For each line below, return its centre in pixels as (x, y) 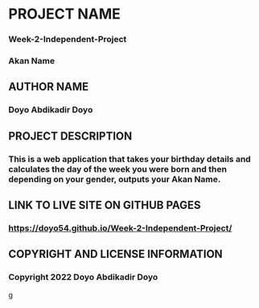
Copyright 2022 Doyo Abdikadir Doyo (83, 277)
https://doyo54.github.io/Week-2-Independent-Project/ (120, 228)
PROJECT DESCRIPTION (70, 136)
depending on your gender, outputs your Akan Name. (115, 179)
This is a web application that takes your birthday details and (129, 159)
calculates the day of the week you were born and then (118, 169)
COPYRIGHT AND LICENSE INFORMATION (115, 254)
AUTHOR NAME (49, 87)
